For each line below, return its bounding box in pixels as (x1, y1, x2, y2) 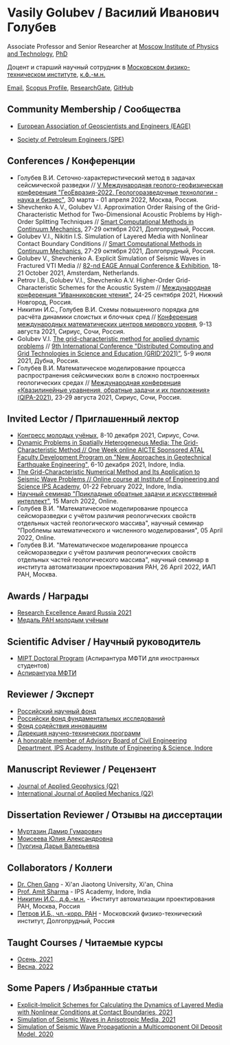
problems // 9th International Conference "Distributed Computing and (16, 342, 214, 350)
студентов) (16, 661, 50, 670)
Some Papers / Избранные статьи (7, 982, 158, 994)
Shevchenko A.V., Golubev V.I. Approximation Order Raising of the (16, 203, 204, 211)
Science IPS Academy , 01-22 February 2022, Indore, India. (16, 482, 183, 490)
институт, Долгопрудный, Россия (16, 917, 115, 925)
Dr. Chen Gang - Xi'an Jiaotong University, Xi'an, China (16, 880, 174, 889)
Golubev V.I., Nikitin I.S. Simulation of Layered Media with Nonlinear (16, 232, 208, 240)
